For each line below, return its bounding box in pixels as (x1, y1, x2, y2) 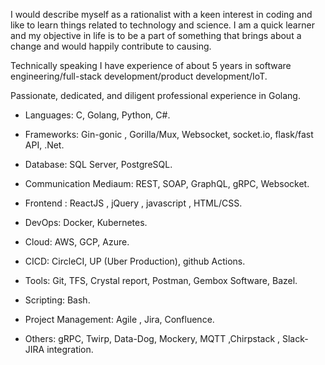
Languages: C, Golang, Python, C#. (24, 109, 171, 121)
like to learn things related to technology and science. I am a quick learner (10, 19, 315, 31)
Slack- (281, 333, 309, 344)
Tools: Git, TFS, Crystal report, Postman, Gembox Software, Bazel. (24, 275, 298, 286)
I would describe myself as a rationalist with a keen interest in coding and (10, 9, 313, 20)
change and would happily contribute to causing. (10, 40, 212, 52)
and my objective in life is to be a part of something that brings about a (10, 30, 302, 41)
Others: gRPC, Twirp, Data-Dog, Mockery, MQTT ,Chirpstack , (24, 333, 281, 344)
